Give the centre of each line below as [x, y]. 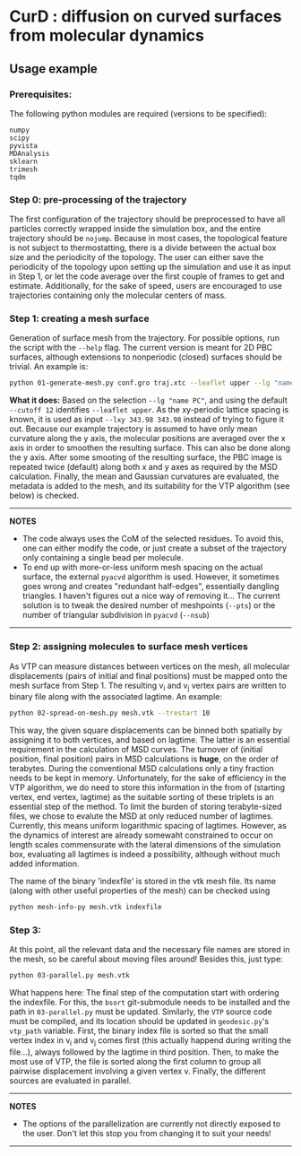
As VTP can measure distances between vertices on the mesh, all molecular [150, 666]
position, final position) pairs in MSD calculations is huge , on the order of [144, 759]
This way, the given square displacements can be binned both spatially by [146, 730]
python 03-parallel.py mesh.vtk [69, 976]
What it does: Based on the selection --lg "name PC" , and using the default [149, 400]
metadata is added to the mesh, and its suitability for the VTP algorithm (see [150, 486]
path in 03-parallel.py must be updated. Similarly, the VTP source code [141, 1012]
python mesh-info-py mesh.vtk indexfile [86, 908]
